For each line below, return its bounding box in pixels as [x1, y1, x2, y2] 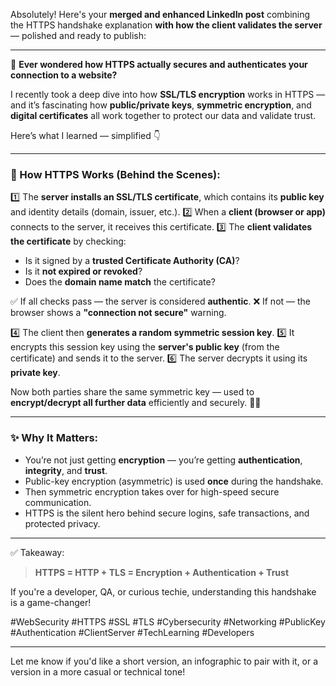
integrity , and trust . [24, 464, 108, 476]
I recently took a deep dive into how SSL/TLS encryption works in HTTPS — [10, 89, 326, 100]
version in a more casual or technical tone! [10, 665, 186, 678]
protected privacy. [24, 517, 101, 529]
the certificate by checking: [10, 235, 127, 248]
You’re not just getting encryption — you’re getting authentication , [24, 454, 303, 466]
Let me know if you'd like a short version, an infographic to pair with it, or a [10, 655, 319, 667]
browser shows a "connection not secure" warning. [10, 307, 227, 319]
